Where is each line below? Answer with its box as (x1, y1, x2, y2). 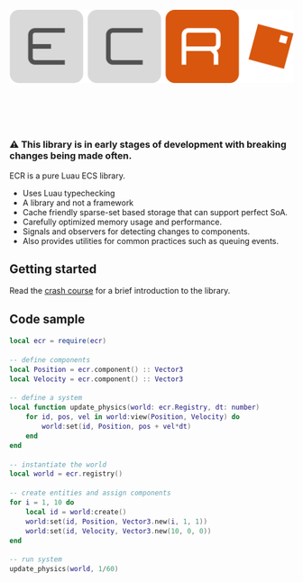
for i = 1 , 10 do (9, 498, 75, 507)
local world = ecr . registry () (9, 469, 124, 478)
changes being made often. (9, 150, 133, 162)
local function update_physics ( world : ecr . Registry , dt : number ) (9, 403, 261, 413)
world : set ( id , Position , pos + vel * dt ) (41, 423, 192, 432)
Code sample (9, 311, 86, 327)
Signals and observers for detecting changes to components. (22, 225, 251, 237)
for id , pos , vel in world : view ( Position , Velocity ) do (25, 413, 241, 422)
